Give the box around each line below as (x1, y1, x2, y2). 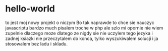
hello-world (5, 3, 55, 14)
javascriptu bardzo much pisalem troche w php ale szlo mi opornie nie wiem (5, 24, 163, 30)
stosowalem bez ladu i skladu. (5, 40, 68, 46)
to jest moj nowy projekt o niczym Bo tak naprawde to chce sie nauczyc (5, 19, 155, 25)
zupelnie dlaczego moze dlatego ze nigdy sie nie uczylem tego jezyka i (5, 30, 153, 36)
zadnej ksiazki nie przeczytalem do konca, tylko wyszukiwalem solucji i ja (5, 35, 158, 41)
